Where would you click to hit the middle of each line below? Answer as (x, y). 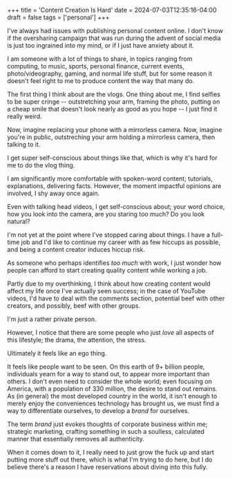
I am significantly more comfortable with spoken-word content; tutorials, (110, 178)
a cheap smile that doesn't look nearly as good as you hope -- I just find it (112, 109)
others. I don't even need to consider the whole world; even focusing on (110, 381)
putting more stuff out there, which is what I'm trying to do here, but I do (110, 460)
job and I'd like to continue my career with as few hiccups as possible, (121, 242)
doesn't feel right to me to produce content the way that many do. (101, 81)
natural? (19, 221)
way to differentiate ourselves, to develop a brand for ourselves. (98, 411)
